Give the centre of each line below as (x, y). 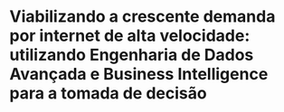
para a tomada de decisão (108, 93)
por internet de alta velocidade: (130, 36)
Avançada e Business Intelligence (139, 75)
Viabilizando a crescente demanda (142, 17)
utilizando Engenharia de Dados (132, 55)
